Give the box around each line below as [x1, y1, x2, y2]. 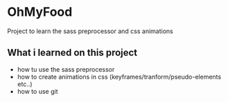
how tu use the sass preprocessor [17, 65, 115, 73]
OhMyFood [7, 4, 73, 20]
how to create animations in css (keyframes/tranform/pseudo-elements [17, 72, 222, 81]
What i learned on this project [7, 47, 138, 59]
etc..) [17, 80, 33, 88]
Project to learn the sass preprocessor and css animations [7, 27, 173, 35]
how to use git [17, 87, 58, 95]
